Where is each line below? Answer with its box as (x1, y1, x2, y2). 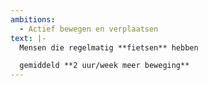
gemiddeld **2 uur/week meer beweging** (19, 61, 190, 71)
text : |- (10, 33, 47, 43)
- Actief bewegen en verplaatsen (19, 24, 159, 34)
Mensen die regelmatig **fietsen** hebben (19, 42, 199, 53)
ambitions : (10, 14, 56, 25)
